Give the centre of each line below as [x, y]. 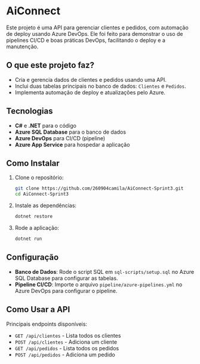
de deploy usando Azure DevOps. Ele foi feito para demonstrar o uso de [95, 33]
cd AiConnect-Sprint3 [41, 194]
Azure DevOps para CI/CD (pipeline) [60, 138]
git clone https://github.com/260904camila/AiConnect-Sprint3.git [99, 189]
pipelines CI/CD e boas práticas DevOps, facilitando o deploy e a [86, 40]
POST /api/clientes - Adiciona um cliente [66, 342]
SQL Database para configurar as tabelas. [66, 278]
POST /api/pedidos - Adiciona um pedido [65, 354]
